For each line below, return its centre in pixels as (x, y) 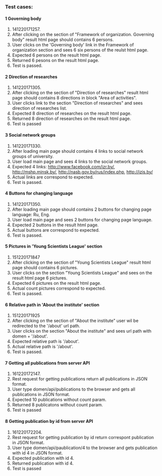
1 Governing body (23, 19)
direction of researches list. (39, 108)
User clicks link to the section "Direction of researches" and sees (77, 103)
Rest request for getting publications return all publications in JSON (80, 379)
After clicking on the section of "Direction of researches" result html (80, 93)
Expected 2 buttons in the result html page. (55, 225)
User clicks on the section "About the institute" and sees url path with (82, 331)
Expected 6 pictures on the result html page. (57, 283)
